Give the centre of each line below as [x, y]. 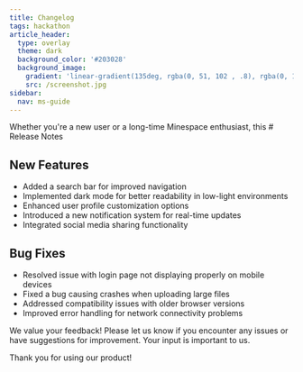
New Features [49, 164]
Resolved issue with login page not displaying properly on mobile [143, 275]
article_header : [40, 34]
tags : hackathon [40, 26]
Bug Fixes [37, 253]
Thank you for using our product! [71, 358]
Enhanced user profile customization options [106, 206]
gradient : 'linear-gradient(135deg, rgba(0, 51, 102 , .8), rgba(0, [157, 77]
